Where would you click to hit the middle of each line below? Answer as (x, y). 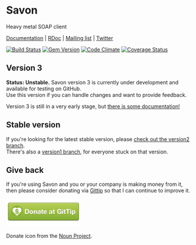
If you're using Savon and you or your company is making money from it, (94, 184)
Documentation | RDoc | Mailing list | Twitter (60, 38)
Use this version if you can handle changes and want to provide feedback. (97, 94)
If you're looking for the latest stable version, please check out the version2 (98, 139)
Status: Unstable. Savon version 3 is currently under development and (92, 82)
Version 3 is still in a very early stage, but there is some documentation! (93, 106)
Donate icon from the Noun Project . (49, 236)
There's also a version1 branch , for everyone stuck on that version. (87, 152)
